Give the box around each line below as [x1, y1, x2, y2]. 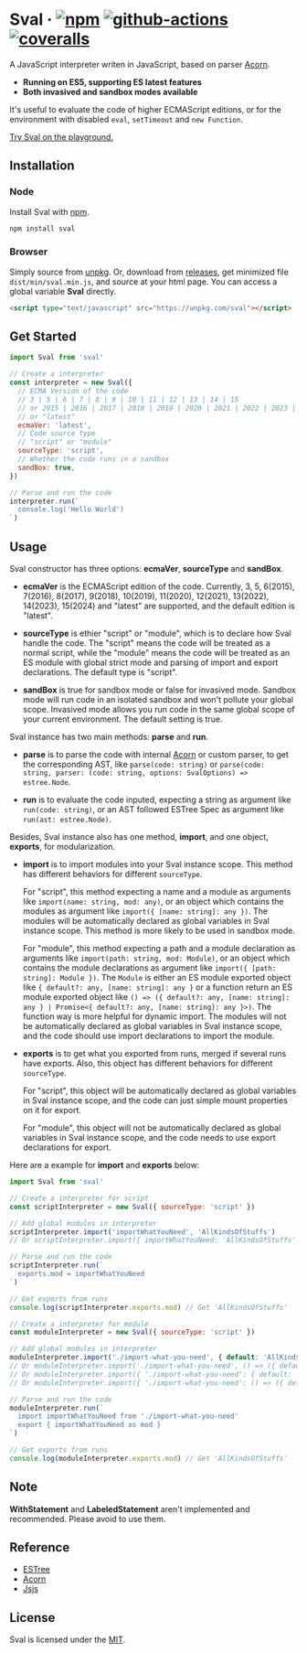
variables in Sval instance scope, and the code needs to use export [22, 1132, 276, 1143]
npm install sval [9, 224, 76, 233]
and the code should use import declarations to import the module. [22, 1030, 275, 1042]
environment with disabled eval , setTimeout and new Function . [9, 113, 244, 124]
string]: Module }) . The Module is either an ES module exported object [22, 972, 291, 983]
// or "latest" [17, 412, 76, 421]
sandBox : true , [17, 463, 76, 472]
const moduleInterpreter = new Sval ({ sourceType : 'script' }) [9, 1327, 256, 1337]
